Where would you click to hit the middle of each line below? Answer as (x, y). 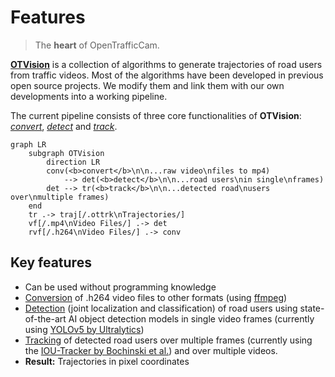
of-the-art (45, 318)
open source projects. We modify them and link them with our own (147, 85)
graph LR (28, 144)
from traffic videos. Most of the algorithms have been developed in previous (167, 75)
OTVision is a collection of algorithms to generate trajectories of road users (166, 64)
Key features (51, 262)
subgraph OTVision (66, 153)
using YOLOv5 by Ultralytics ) (84, 329)
